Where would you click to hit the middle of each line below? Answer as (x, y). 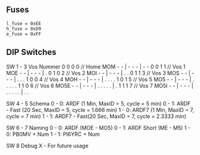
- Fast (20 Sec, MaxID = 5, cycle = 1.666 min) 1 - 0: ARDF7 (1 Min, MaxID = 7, (100, 110)
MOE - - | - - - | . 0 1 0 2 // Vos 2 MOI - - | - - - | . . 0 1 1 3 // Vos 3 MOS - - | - (100, 73)
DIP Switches (31, 52)
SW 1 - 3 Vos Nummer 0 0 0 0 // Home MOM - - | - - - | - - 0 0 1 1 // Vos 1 (96, 66)
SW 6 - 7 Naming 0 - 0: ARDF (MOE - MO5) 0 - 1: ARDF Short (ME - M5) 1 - (99, 128)
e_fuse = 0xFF (24, 34)
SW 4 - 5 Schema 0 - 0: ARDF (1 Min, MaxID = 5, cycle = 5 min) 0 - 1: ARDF (99, 103)
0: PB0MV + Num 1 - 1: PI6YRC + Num (53, 134)
